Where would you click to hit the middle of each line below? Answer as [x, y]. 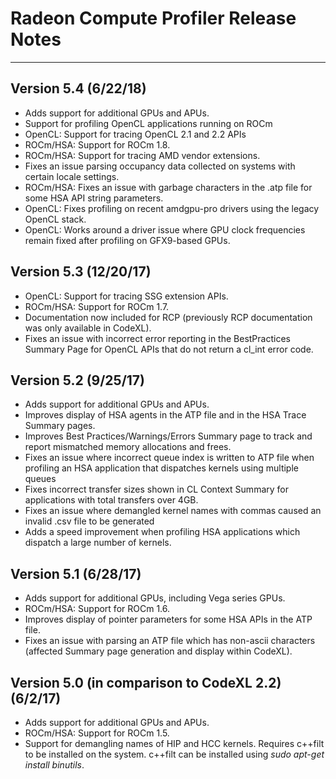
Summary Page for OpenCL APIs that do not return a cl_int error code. [169, 349]
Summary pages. [60, 426]
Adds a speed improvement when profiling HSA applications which [162, 532]
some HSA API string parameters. [94, 198]
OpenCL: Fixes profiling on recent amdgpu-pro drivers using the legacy [172, 208]
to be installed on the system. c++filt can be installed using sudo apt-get [174, 754]
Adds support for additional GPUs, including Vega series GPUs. [155, 598]
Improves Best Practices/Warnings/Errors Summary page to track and [168, 436]
